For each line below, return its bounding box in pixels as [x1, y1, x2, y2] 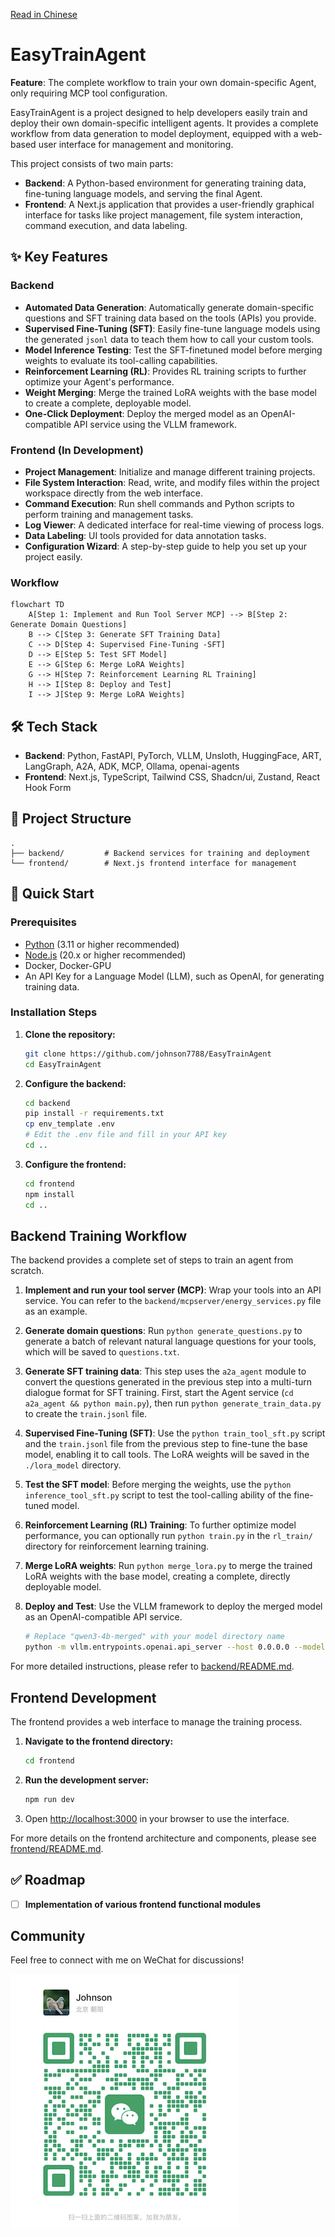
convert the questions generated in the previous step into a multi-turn [24, 1376, 312, 1388]
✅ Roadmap [10, 1872, 86, 1889]
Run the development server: [24, 1774, 150, 1786]
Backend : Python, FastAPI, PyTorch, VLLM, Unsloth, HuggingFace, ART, [24, 750, 322, 762]
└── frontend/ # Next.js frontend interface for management [10, 858, 298, 868]
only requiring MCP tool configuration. [10, 87, 168, 99]
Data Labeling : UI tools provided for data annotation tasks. [24, 529, 267, 541]
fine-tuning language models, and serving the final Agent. [24, 187, 263, 199]
